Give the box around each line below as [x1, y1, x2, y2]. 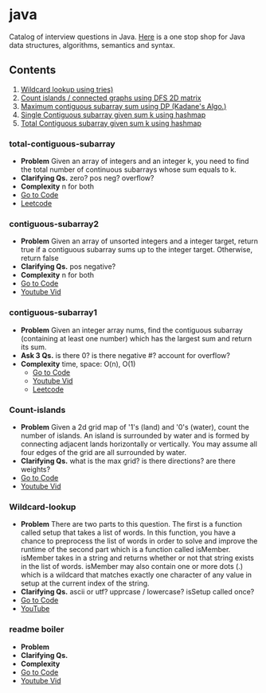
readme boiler [9, 624, 65, 635]
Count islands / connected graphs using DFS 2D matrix [20, 93, 201, 103]
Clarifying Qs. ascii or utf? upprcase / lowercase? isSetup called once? [20, 587, 255, 597]
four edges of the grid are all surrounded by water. [20, 447, 187, 457]
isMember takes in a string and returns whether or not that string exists [20, 553, 254, 563]
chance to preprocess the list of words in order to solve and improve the [20, 536, 258, 546]
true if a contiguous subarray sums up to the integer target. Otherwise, [20, 245, 253, 255]
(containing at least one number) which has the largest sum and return [20, 333, 252, 343]
